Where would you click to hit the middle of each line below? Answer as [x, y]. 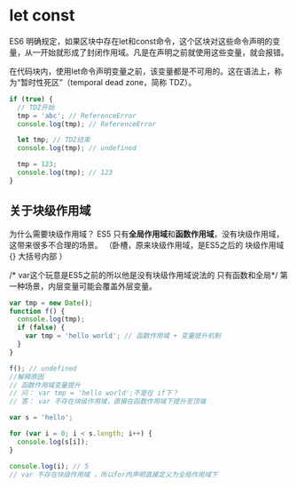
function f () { [37, 311]
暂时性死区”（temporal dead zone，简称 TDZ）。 [109, 82]
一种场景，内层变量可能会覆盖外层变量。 [83, 286]
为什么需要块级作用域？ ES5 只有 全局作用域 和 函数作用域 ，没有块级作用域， [147, 234]
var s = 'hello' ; [41, 418]
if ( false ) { [41, 328]
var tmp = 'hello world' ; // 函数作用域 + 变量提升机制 [123, 336]
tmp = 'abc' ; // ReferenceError [77, 116]
